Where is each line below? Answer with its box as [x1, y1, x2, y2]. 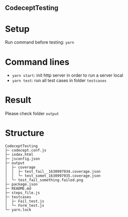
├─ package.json [5, 182, 38, 187]
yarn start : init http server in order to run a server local [12, 72, 124, 78]
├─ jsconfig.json [5, 156, 40, 162]
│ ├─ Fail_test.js [5, 199, 45, 204]
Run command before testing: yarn [5, 39, 74, 45]
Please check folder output [5, 111, 59, 117]
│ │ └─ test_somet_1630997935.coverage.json [5, 173, 101, 179]
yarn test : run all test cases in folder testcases [12, 78, 107, 83]
